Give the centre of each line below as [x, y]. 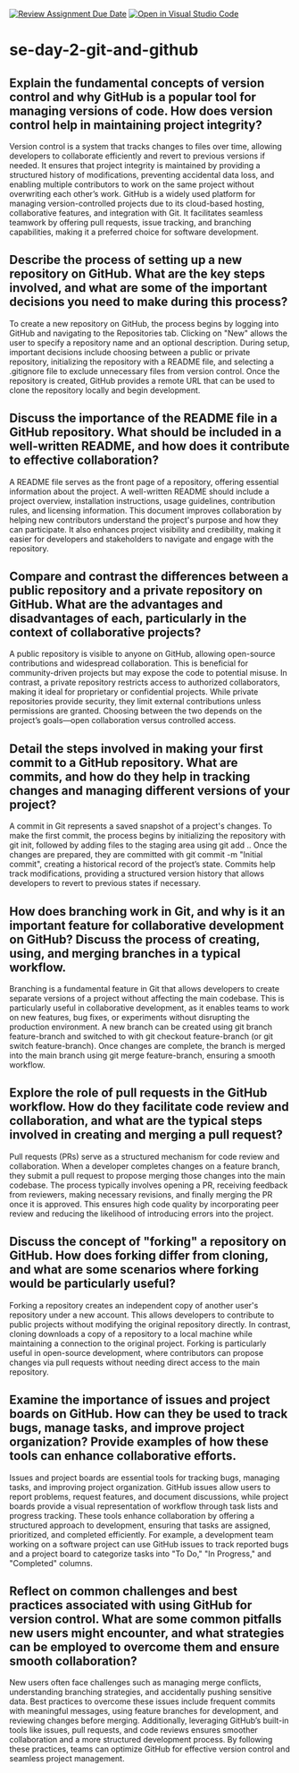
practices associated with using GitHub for [131, 1605]
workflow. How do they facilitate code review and [149, 1107]
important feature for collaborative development [146, 925]
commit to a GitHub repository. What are [124, 762]
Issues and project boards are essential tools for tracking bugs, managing [145, 1478]
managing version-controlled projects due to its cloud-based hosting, [137, 203]
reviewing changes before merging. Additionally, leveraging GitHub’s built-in [149, 1721]
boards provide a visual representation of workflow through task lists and [144, 1506]
